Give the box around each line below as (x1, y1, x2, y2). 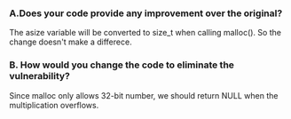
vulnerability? (9, 70, 71, 83)
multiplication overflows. (9, 99, 99, 110)
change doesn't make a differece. (9, 36, 132, 47)
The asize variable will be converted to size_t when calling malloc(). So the (9, 28, 282, 38)
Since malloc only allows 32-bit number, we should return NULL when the (9, 90, 279, 100)
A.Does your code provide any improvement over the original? (9, 7, 283, 20)
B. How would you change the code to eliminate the (9, 59, 235, 71)
